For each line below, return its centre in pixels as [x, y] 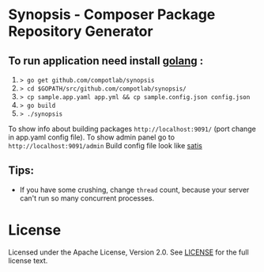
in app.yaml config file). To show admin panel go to [92, 137]
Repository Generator [81, 31]
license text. [28, 260]
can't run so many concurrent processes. [87, 198]
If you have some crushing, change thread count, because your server [134, 190]
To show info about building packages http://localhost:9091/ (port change [132, 129]
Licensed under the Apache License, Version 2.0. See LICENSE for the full [128, 252]
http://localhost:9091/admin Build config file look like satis [106, 146]
